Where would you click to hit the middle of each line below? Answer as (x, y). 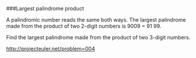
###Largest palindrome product (45, 8)
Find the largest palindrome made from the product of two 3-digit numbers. (98, 37)
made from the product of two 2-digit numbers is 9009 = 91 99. (84, 26)
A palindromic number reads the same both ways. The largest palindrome (96, 20)
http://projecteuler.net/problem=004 (50, 49)
